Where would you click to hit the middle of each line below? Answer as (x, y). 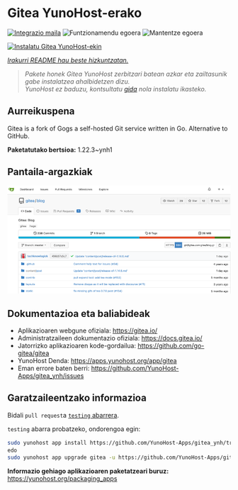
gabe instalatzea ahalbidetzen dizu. (77, 81)
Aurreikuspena (41, 111)
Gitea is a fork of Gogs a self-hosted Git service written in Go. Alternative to (118, 128)
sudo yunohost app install (47, 442)
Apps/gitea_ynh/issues (51, 375)
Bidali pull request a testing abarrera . (63, 415)
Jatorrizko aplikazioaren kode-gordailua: (77, 345)
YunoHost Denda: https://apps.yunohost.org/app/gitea (97, 360)
